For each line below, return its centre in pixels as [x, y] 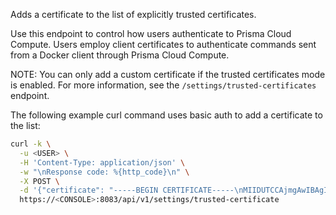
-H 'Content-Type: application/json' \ [102, 162]
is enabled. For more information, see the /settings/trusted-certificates [163, 85]
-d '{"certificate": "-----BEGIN [89, 190]
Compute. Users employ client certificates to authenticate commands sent [163, 44]
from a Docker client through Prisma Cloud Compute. [120, 55]
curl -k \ [31, 144]
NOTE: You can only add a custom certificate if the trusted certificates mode [168, 74]
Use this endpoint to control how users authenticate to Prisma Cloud [151, 33]
